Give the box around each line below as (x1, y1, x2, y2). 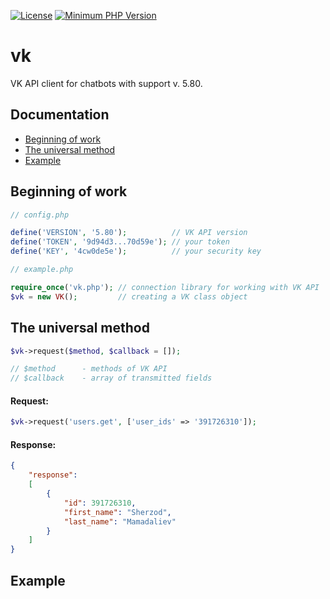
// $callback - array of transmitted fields (10, 373, 213, 384)
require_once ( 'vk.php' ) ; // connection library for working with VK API (10, 282, 320, 292)
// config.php (10, 210, 70, 220)
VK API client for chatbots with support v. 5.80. (10, 77, 203, 89)
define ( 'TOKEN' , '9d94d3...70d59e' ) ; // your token (10, 237, 230, 247)
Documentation (10, 106, 110, 124)
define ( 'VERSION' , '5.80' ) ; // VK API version (10, 228, 248, 238)
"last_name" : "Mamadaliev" (63, 516, 177, 527)
